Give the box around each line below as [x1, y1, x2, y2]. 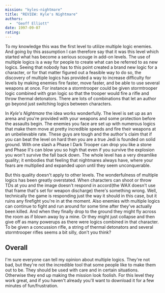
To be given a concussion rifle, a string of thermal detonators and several [5, 224, 154, 230]
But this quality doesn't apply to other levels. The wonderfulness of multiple [5, 172, 158, 178]
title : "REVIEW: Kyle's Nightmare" [5, 12, 78, 17]
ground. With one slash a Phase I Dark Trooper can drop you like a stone [5, 142, 152, 147]
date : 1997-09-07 [5, 26, 41, 30]
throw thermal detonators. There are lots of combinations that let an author [5, 96, 157, 101]
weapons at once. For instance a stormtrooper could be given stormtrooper [5, 85, 158, 91]
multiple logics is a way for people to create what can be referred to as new [5, 59, 158, 65]
